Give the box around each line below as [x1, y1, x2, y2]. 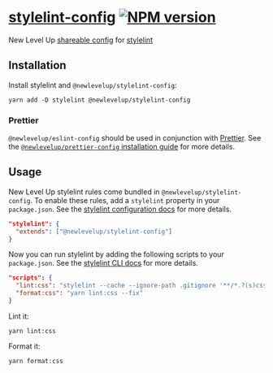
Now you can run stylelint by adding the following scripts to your [8, 249, 225, 259]
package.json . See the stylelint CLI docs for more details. [8, 258, 199, 268]
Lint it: [8, 311, 30, 321]
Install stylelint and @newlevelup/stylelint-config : [8, 80, 177, 89]
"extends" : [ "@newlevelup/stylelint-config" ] [15, 228, 173, 236]
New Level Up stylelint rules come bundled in [8, 187, 160, 197]
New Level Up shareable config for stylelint [8, 35, 153, 45]
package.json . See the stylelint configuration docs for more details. [8, 204, 232, 214]
